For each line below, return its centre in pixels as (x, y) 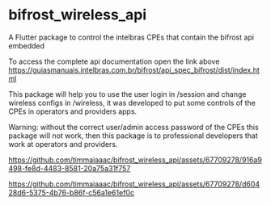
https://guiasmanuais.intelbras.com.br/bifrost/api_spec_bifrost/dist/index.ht (134, 69)
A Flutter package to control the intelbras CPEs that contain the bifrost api (131, 37)
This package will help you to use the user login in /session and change (127, 94)
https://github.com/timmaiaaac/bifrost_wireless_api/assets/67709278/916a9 (135, 160)
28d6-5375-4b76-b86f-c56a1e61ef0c (72, 192)
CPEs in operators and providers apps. (73, 111)
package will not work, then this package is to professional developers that (133, 136)
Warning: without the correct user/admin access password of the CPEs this (133, 127)
